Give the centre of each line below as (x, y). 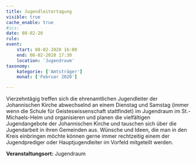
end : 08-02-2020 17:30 (44, 55)
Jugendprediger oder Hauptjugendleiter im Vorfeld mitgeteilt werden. (90, 142)
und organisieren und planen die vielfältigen (97, 117)
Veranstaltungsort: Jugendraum (46, 154)
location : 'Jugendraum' (46, 60)
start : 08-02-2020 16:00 (47, 50)
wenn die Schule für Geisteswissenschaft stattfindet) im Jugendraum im (93, 111)
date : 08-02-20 (25, 33)
